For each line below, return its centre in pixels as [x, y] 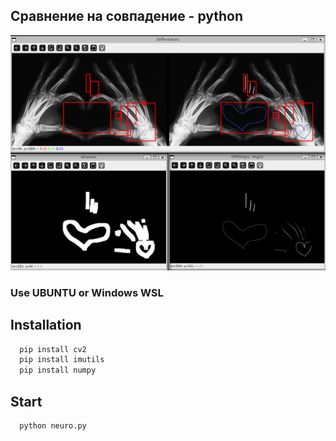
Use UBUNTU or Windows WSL [87, 292]
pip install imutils [62, 360]
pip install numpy [58, 370]
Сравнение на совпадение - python [127, 16]
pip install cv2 [53, 349]
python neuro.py [53, 426]
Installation [46, 325]
